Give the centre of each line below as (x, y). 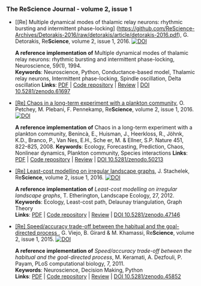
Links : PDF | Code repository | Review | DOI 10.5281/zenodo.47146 (97, 215)
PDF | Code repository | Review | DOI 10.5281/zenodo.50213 (89, 160)
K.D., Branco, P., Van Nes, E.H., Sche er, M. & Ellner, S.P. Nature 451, (99, 140)
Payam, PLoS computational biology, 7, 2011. (70, 264)
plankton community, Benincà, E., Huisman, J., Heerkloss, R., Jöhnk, (99, 134)
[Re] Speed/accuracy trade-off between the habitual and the (90, 226)
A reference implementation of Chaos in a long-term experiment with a (104, 128)
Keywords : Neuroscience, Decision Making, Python (79, 270)
